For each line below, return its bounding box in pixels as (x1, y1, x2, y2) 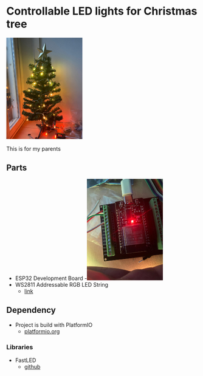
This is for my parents (6, 145, 61, 152)
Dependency (6, 305, 56, 315)
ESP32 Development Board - (15, 275, 88, 282)
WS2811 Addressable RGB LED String (15, 281, 108, 289)
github (24, 363, 41, 371)
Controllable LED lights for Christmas (6, 4, 198, 18)
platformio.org (24, 327, 60, 335)
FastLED (15, 357, 36, 364)
